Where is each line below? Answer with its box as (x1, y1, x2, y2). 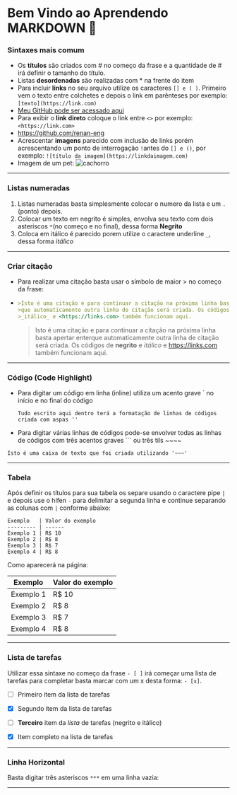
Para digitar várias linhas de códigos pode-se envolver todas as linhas (17, 429, 222, 436)
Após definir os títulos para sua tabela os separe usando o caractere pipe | (7, 489, 226, 497)
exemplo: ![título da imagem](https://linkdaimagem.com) (17, 151, 188, 160)
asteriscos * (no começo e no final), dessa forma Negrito (17, 221, 183, 231)
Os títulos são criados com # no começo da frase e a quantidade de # (17, 62, 222, 70)
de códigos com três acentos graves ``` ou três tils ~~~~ (17, 436, 182, 444)
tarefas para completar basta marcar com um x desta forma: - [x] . (7, 676, 202, 685)
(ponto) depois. (17, 207, 63, 215)
